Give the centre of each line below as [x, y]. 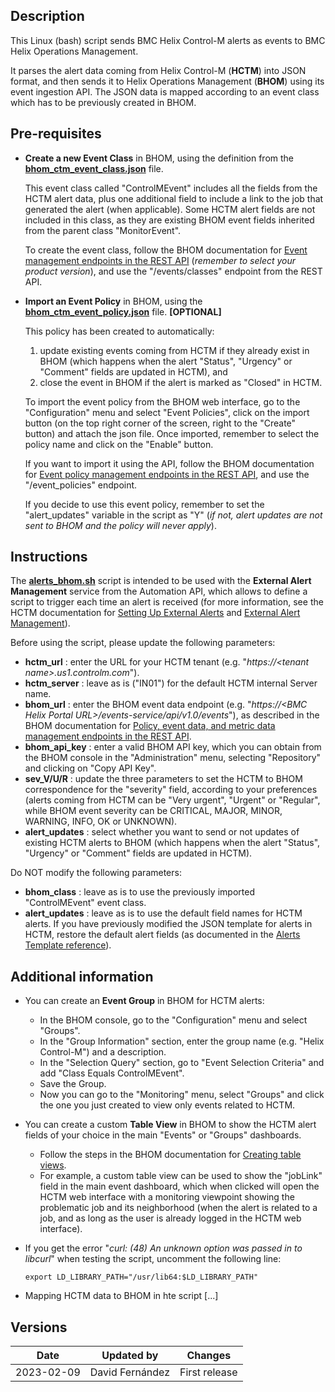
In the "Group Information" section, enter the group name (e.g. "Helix [182, 1041]
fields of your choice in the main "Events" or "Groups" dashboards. [163, 1135]
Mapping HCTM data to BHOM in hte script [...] [121, 1296]
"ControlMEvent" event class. [85, 903]
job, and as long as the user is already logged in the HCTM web [170, 1218]
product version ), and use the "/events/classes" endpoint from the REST [173, 271]
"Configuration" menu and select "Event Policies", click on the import [167, 412]
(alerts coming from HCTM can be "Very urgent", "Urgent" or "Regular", [172, 800]
